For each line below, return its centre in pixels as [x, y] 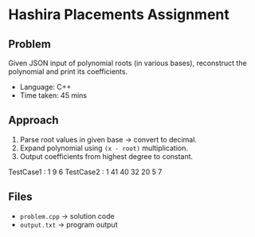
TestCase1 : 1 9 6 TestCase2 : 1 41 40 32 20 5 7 [85, 172]
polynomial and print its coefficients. [68, 72]
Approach [33, 120]
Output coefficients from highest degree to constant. [106, 156]
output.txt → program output [69, 224]
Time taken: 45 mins [53, 95]
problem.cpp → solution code [67, 216]
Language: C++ [45, 87]
